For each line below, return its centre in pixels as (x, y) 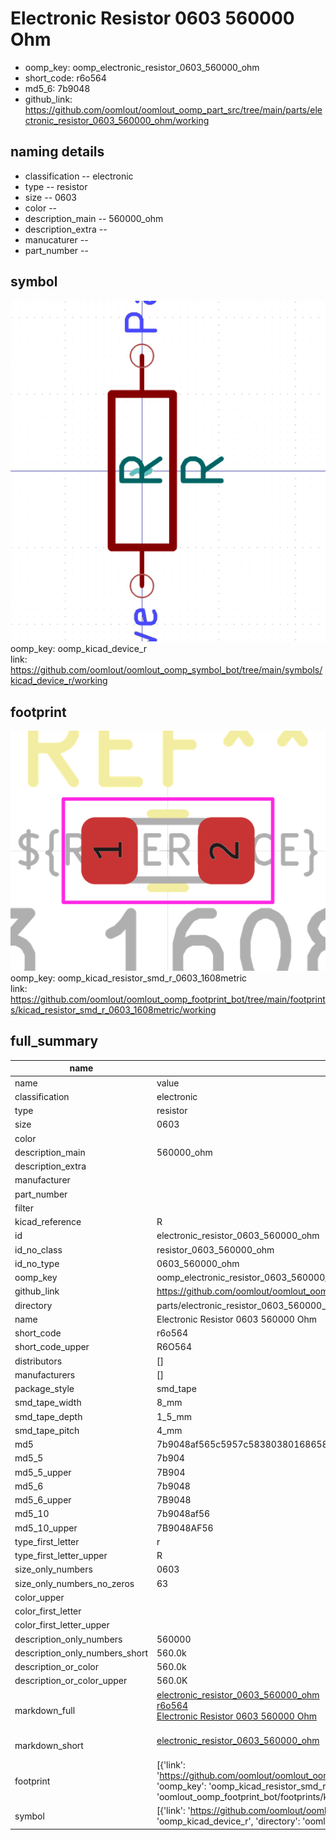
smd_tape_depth (48, 1416)
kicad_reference (48, 1222)
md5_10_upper (46, 1528)
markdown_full (45, 1711)
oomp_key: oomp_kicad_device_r (79, 649)
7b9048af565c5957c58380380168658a (244, 1444)
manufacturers (45, 1374)
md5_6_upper (43, 1500)
